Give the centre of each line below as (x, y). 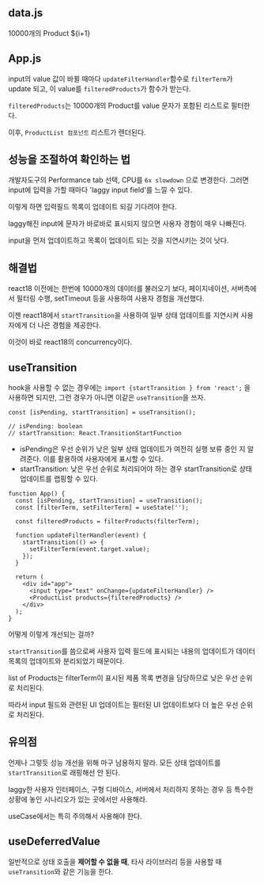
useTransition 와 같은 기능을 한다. (60, 871)
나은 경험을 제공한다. (69, 325)
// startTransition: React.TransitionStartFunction (95, 434)
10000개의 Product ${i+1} (49, 33)
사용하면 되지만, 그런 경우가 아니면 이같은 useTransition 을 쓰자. (107, 398)
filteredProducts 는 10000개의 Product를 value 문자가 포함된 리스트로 (119, 105)
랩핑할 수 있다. (76, 479)
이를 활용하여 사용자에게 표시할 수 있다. (103, 459)
